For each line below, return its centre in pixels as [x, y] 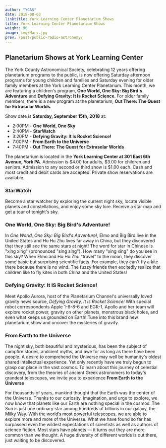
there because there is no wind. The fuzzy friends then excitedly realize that [83, 267]
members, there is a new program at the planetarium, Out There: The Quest [83, 101]
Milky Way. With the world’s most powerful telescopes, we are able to [76, 414]
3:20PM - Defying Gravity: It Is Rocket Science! [62, 136]
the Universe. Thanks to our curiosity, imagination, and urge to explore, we [81, 398]
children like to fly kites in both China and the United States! [66, 272]
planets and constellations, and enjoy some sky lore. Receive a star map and [83, 206]
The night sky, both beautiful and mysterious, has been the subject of [76, 346]
